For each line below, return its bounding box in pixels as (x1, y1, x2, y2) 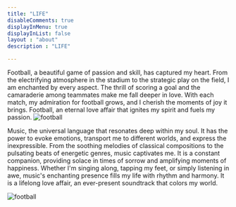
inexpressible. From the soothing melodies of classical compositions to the (7, 142, 224, 149)
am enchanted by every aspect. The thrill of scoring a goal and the (7, 84, 201, 91)
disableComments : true (7, 17, 74, 24)
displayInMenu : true (7, 23, 68, 30)
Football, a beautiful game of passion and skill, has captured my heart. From (7, 68, 228, 76)
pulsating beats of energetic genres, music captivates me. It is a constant (7, 149, 221, 157)
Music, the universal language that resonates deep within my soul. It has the (7, 127, 228, 135)
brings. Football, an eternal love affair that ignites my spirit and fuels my (7, 106, 216, 114)
